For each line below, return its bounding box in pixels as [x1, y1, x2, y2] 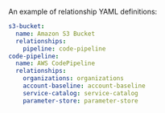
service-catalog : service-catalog [23, 89, 138, 97]
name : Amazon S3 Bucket [15, 30, 95, 38]
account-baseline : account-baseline [23, 82, 146, 90]
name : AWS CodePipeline [15, 59, 95, 67]
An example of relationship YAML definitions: [8, 7, 158, 16]
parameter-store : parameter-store [23, 96, 138, 105]
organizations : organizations [23, 75, 125, 83]
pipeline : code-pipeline [23, 44, 106, 53]
